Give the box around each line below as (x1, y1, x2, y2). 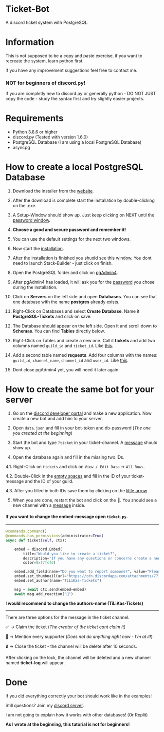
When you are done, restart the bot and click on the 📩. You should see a (12, 497, 157, 503)
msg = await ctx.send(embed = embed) (14, 587, 87, 592)
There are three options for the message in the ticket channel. (5, 614, 129, 620)
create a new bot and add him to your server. (12, 415, 103, 421)
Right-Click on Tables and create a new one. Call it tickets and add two (12, 338, 155, 344)
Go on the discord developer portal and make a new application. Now (12, 410, 152, 416)
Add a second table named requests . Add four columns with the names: (12, 352, 158, 358)
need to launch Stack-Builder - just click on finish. (12, 260, 113, 266)
